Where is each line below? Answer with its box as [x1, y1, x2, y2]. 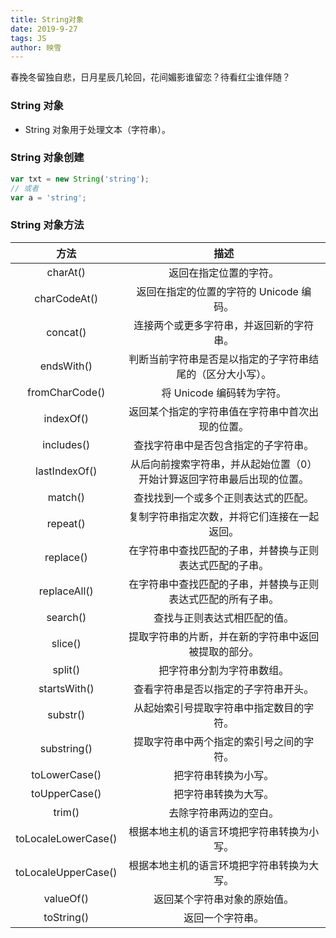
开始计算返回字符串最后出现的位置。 [138, 472, 310, 486]
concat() [46, 325, 87, 339]
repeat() [46, 516, 86, 530]
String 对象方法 [10, 218, 85, 232]
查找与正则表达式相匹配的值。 [153, 611, 295, 625]
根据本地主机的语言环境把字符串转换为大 [128, 858, 320, 872]
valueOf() [43, 891, 89, 905]
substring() [39, 741, 93, 755]
